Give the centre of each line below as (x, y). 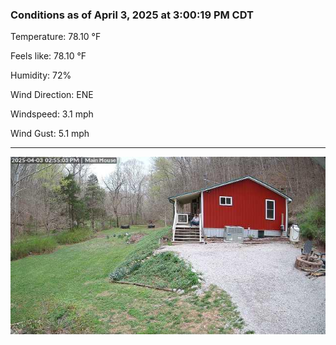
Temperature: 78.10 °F (56, 37)
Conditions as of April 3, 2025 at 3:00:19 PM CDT (132, 15)
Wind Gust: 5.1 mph (50, 134)
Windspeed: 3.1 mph (52, 114)
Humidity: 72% (41, 75)
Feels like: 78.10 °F (48, 56)
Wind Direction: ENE (52, 95)
